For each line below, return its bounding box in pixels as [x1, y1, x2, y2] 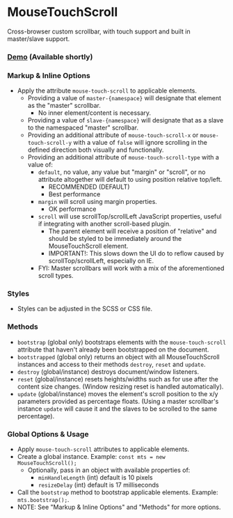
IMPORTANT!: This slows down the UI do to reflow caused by [48, 249, 225, 258]
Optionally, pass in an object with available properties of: [27, 466, 191, 474]
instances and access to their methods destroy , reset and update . [17, 360, 206, 368]
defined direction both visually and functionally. [27, 146, 164, 154]
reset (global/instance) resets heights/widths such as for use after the [17, 375, 219, 383]
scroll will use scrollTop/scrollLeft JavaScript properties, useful [38, 212, 222, 221]
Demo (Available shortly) [7, 52, 93, 61]
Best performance [48, 190, 101, 198]
